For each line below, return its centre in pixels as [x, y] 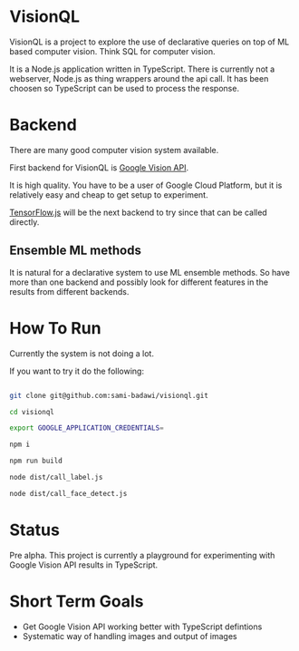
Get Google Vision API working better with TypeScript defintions [142, 627]
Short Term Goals [77, 601]
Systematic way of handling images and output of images [130, 636]
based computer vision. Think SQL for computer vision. [112, 51]
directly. [24, 222]
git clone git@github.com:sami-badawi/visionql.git [109, 395]
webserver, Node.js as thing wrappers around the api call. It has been [139, 78]
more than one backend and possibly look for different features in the [139, 282]
